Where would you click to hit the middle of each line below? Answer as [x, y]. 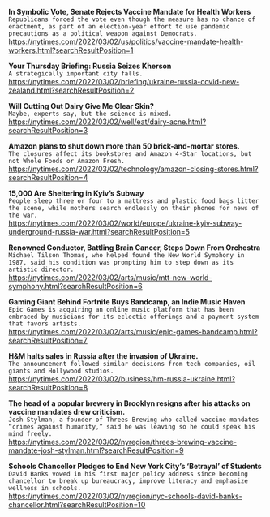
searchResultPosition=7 [48, 340]
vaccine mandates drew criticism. [67, 412]
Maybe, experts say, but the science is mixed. [90, 114]
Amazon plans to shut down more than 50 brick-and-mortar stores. [124, 146]
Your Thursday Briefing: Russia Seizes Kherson [90, 66]
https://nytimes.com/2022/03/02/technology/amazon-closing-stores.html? [133, 169]
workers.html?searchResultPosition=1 [71, 50]
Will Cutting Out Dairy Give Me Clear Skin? [81, 106]
